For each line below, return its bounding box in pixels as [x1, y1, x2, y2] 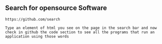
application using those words [5, 34, 69, 39]
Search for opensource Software [5, 4, 107, 12]
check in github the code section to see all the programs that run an [5, 29, 155, 35]
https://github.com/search [5, 17, 60, 22]
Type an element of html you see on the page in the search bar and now [5, 25, 157, 30]
